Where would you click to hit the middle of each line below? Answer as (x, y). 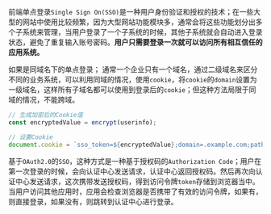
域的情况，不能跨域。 (44, 100)
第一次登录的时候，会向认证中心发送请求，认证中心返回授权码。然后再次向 (132, 171)
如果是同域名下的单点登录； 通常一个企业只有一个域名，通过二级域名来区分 (133, 69)
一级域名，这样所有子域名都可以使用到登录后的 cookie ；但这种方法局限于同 (132, 90)
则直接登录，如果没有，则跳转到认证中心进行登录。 (93, 201)
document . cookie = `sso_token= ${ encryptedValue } (92, 145)
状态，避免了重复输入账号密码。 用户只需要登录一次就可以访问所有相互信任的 (135, 42)
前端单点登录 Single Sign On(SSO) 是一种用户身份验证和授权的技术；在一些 (131, 12)
